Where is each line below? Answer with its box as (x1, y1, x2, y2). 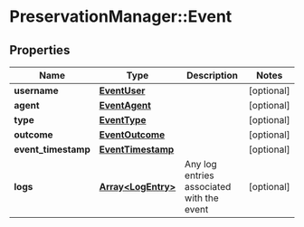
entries (184, 169, 214, 182)
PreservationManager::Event (9, 6, 233, 27)
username (14, 84, 59, 97)
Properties (9, 43, 71, 58)
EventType (99, 114, 147, 126)
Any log (184, 158, 217, 170)
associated (184, 181, 232, 193)
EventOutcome (99, 128, 166, 141)
